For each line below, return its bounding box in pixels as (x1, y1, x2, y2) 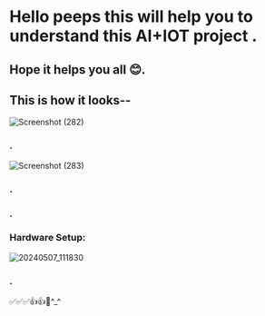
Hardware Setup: (9, 232, 86, 244)
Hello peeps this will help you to (9, 6, 254, 27)
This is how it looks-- (9, 93, 132, 108)
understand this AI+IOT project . (9, 25, 258, 46)
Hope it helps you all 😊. (9, 62, 146, 77)
